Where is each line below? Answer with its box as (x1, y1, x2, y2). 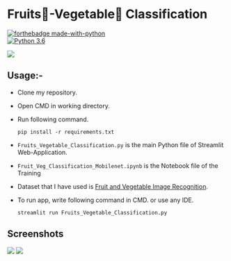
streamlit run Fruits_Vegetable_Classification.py (17, 209, 168, 216)
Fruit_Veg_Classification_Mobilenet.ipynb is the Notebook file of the (17, 161, 218, 169)
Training (17, 169, 42, 177)
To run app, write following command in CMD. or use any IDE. (17, 196, 194, 204)
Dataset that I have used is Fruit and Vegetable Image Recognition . (17, 182, 209, 190)
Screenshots (7, 228, 64, 240)
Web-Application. (17, 148, 67, 156)
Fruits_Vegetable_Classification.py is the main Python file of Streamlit (17, 140, 224, 149)
